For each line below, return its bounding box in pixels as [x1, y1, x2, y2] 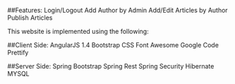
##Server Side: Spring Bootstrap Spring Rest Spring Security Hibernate [7, 62, 215, 70]
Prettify [7, 49, 29, 56]
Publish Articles [7, 13, 53, 22]
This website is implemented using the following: [7, 28, 150, 35]
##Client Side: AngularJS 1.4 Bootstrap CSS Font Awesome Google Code [7, 41, 219, 49]
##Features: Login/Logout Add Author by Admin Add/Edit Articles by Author [7, 6, 228, 14]
